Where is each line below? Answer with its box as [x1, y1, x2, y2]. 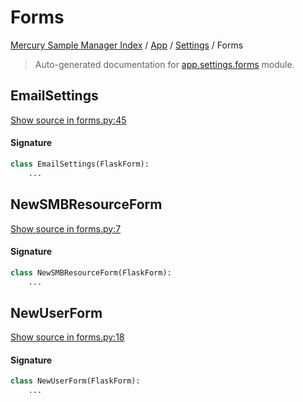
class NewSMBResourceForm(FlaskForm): [10, 267, 172, 278]
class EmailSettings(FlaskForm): [10, 159, 150, 169]
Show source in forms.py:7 [10, 222, 122, 235]
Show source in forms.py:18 [10, 331, 125, 343]
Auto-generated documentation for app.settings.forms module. [34, 58, 295, 70]
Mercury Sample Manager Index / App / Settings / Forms [10, 39, 244, 51]
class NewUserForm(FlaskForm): [10, 376, 141, 386]
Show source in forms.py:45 [10, 114, 127, 126]
